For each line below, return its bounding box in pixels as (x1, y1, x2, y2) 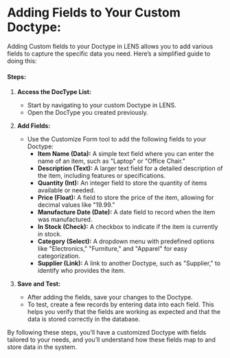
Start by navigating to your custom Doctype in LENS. (27, 101, 176, 109)
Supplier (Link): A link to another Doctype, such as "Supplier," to (37, 259, 221, 267)
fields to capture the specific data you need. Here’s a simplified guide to (7, 49, 211, 58)
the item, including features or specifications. (37, 172, 166, 180)
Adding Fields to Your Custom (7, 5, 181, 21)
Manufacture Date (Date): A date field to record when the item (37, 208, 216, 216)
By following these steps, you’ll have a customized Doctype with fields (7, 328, 207, 337)
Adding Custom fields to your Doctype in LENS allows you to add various (7, 42, 214, 50)
